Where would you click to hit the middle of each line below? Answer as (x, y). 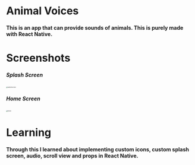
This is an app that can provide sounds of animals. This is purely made (95, 27)
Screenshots (38, 58)
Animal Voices (43, 11)
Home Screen (23, 99)
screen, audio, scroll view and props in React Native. (72, 156)
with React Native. (29, 34)
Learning (29, 133)
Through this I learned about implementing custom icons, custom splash (97, 149)
